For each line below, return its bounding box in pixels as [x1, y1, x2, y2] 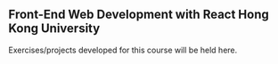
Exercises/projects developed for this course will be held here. [8, 44, 238, 55]
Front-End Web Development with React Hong [8, 7, 269, 22]
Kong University [8, 21, 101, 36]
